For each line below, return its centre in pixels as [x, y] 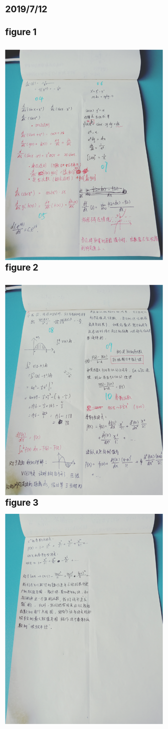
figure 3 [22, 503]
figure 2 [22, 267]
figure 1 [21, 32]
